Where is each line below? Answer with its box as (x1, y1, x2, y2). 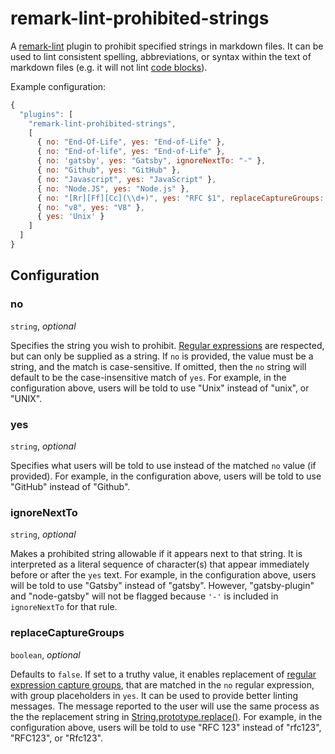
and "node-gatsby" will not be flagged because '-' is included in (10, 590, 279, 602)
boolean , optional (10, 648, 81, 661)
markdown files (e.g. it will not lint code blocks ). (10, 61, 208, 73)
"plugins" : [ (19, 109, 74, 119)
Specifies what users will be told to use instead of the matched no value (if (10, 459, 317, 471)
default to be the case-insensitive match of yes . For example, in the (10, 371, 287, 383)
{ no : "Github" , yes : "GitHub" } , (36, 165, 182, 176)
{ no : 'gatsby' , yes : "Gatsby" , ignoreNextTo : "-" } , (36, 156, 267, 166)
